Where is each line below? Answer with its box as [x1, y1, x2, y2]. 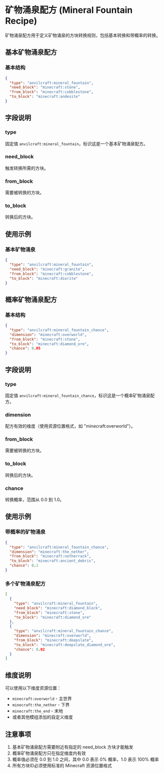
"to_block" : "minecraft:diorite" [9, 276, 78, 281]
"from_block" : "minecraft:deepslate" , [14, 638, 94, 643]
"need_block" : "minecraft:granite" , [9, 266, 85, 272]
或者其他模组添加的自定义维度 [12, 714, 73, 720]
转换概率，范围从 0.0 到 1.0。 [5, 497, 65, 503]
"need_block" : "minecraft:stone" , [9, 85, 80, 90]
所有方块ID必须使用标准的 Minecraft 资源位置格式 [12, 762, 112, 769]
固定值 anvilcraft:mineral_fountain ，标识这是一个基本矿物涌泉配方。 [5, 140, 148, 146]
